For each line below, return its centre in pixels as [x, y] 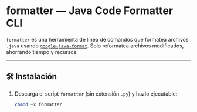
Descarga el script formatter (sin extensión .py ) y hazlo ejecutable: [96, 94]
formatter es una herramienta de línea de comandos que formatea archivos [97, 39]
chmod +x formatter [38, 104]
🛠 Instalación [32, 77]
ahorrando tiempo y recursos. [42, 52]
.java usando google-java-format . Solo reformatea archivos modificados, [95, 46]
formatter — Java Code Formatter [90, 11]
